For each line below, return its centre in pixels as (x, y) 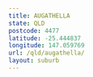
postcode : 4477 (34, 30)
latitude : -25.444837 (45, 38)
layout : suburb (34, 61)
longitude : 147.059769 (46, 46)
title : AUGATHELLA (39, 16)
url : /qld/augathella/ (46, 53)
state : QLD (27, 23)
